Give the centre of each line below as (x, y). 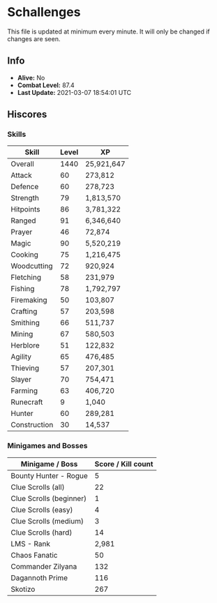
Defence (25, 187)
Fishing (23, 289)
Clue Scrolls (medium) (47, 521)
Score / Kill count (124, 463)
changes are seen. (34, 38)
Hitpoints (25, 209)
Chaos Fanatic (34, 555)
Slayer (21, 380)
